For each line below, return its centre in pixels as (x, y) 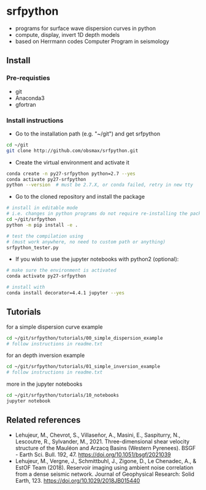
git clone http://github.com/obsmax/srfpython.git (72, 151)
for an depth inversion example (46, 355)
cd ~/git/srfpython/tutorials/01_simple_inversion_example (83, 367)
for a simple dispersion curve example (55, 327)
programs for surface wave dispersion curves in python (86, 28)
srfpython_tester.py (33, 247)
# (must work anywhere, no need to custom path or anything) (86, 242)
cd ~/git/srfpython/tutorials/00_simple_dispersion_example (85, 338)
